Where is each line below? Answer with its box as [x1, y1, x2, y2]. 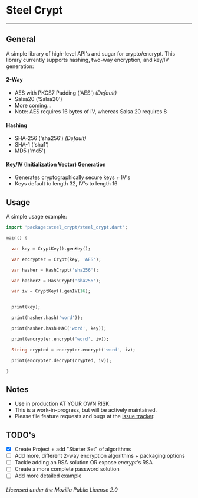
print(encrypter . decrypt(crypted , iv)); [11, 357, 112, 363]
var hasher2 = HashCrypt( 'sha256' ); [11, 278, 101, 284]
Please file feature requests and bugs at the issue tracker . [14, 413, 155, 420]
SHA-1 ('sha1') [14, 141, 49, 148]
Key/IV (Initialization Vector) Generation [6, 161, 106, 168]
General [6, 34, 37, 44]
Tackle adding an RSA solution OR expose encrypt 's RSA [14, 459, 153, 466]
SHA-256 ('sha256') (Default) [14, 135, 87, 142]
